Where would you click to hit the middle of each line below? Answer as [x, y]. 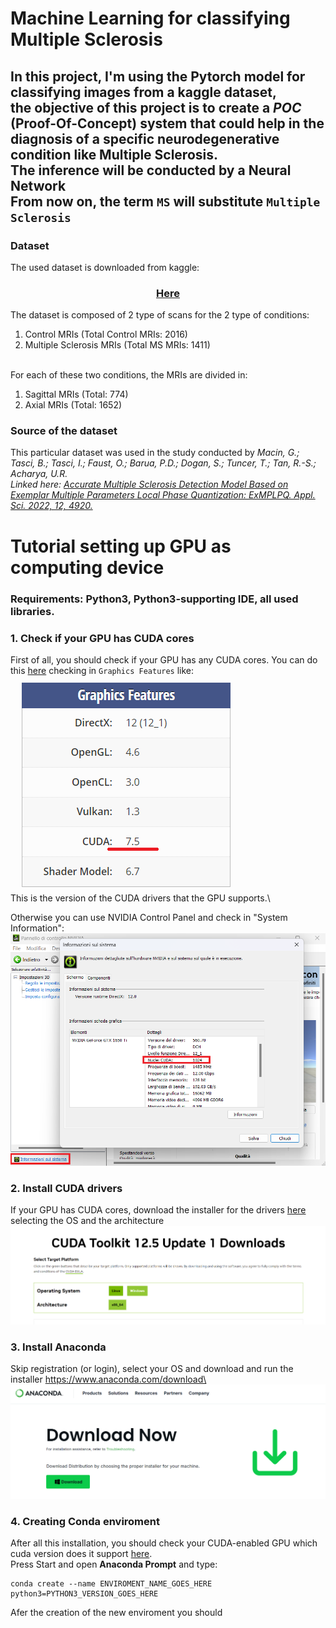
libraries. [32, 611]
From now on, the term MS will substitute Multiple [165, 201]
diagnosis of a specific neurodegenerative [145, 138]
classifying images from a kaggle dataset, [144, 92]
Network [38, 185]
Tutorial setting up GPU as [121, 546]
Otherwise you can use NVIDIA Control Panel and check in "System [149, 917]
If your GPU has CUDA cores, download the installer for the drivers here [158, 1210]
